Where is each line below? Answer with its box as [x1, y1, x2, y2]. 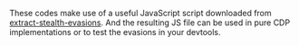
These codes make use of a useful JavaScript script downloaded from [9, 8, 272, 18]
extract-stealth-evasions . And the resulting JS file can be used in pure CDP [9, 17, 291, 28]
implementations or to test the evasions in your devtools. [9, 27, 221, 37]
